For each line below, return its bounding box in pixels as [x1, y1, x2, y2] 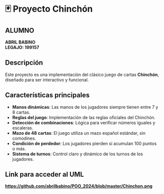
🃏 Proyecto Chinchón [5, 3, 93, 15]
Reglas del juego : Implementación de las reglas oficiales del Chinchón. [12, 114, 156, 120]
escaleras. [12, 125, 33, 131]
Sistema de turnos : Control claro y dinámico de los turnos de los [12, 151, 143, 157]
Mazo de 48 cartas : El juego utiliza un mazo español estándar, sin [12, 130, 146, 136]
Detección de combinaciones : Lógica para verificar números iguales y [12, 120, 156, 125]
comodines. [12, 135, 36, 141]
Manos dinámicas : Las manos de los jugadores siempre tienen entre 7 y [12, 104, 158, 110]
